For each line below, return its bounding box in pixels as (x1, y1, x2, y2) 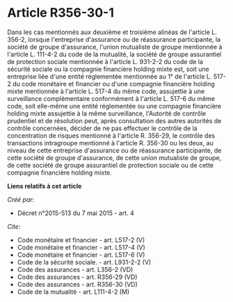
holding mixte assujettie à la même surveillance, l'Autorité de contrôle (7, 109, 207, 118)
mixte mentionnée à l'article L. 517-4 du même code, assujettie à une (7, 87, 205, 95)
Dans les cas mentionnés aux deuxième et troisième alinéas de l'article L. (7, 28, 217, 36)
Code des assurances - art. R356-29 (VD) (17, 273, 138, 281)
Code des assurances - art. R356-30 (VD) (17, 280, 138, 288)
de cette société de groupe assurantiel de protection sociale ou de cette (7, 161, 214, 169)
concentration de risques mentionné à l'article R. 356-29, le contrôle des (7, 131, 216, 140)
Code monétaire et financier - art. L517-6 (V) (17, 251, 145, 259)
